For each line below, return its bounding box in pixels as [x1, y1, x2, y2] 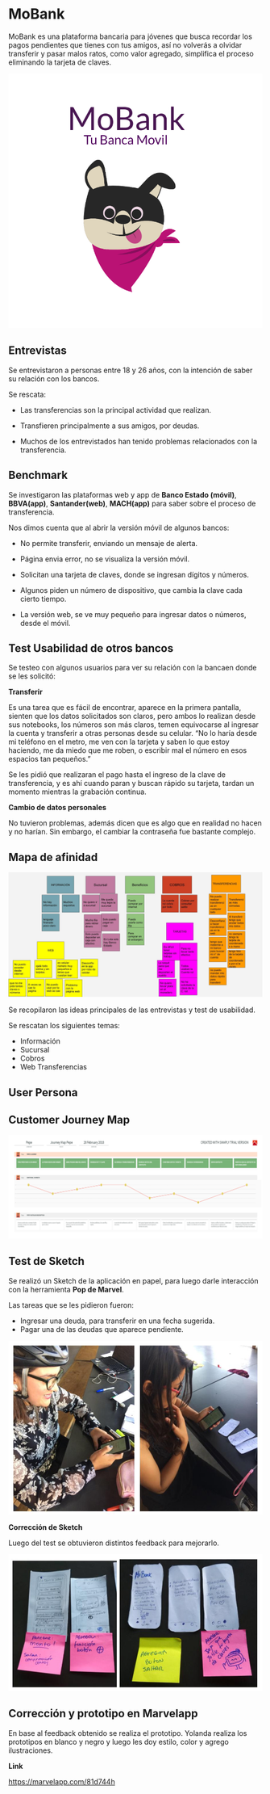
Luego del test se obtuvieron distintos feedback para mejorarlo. [8, 1538, 220, 1548]
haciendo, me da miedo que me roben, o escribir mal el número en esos [8, 746, 247, 755]
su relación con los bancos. [8, 373, 100, 384]
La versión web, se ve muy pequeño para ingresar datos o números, [19, 609, 247, 619]
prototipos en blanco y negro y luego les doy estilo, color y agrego [8, 1737, 230, 1746]
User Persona [8, 1086, 78, 1099]
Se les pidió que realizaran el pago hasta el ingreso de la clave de [8, 770, 226, 779]
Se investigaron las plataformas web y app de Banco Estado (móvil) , [8, 489, 237, 499]
